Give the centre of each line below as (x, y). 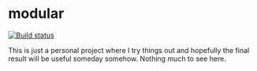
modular (36, 14)
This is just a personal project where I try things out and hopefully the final (129, 50)
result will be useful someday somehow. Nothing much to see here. (117, 59)
